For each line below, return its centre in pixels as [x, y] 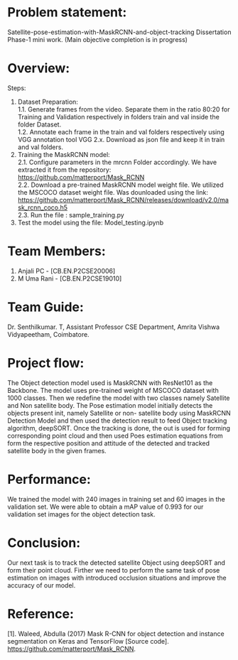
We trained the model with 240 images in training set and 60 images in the [116, 499]
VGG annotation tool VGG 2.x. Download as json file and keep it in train [121, 139]
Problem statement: [67, 12]
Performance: [49, 479]
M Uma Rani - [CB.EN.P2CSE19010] [70, 278]
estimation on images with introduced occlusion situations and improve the [117, 578]
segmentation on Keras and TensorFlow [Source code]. [88, 641]
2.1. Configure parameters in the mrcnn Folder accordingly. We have [117, 162]
